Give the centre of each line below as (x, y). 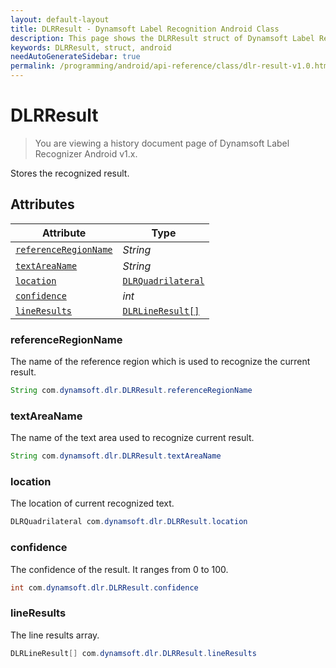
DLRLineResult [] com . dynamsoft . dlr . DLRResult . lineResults (133, 653)
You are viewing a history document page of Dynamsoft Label (162, 143)
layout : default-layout (60, 19)
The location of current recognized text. (92, 503)
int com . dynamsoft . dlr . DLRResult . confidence (104, 587)
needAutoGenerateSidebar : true (75, 57)
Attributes (42, 204)
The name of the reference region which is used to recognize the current (160, 362)
